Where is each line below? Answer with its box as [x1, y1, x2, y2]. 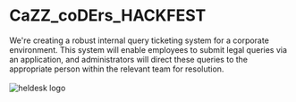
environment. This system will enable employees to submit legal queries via [9, 44, 288, 55]
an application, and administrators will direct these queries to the [9, 54, 249, 64]
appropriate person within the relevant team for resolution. [9, 64, 224, 74]
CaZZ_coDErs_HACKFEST [9, 5, 207, 26]
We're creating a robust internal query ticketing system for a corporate [9, 35, 270, 46]
